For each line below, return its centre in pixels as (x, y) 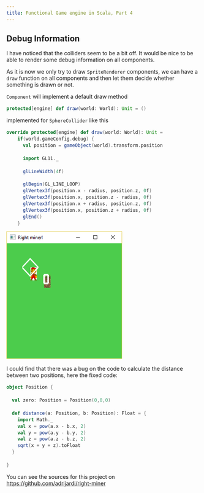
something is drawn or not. (40, 85)
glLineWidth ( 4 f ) (43, 171)
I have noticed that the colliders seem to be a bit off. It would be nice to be (100, 53)
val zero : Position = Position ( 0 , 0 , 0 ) (62, 400)
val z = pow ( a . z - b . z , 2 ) (52, 439)
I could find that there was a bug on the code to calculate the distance (95, 369)
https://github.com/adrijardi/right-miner (56, 483)
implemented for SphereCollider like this (58, 120)
